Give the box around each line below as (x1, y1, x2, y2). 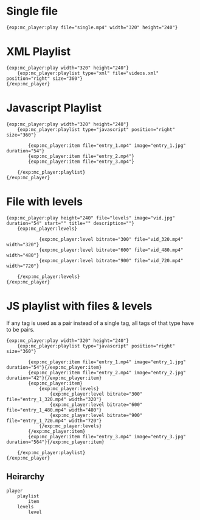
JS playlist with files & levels (6, 299, 153, 313)
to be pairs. (6, 326, 35, 333)
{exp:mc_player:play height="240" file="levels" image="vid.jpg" (6, 215, 175, 221)
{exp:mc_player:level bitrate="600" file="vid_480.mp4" (38, 247, 184, 253)
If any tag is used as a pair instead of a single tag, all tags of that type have (6, 319, 195, 327)
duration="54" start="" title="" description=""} (6, 220, 135, 226)
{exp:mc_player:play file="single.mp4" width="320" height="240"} (6, 24, 178, 30)
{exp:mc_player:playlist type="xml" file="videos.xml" (17, 70, 159, 76)
